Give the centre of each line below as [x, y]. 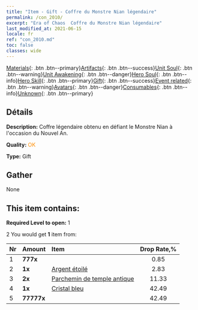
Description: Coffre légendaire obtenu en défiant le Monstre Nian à [89, 127]
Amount [34, 249]
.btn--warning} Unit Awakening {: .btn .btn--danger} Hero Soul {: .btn [89, 74]
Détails [19, 112]
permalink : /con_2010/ [34, 17]
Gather [19, 175]
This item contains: [43, 208]
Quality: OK [21, 145]
